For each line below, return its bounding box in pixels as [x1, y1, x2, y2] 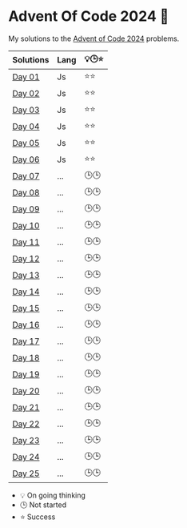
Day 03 [12, 104, 40, 115]
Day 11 [12, 236, 40, 248]
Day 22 [12, 418, 40, 429]
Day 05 [12, 138, 40, 149]
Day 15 [12, 303, 40, 314]
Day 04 [12, 121, 40, 132]
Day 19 [12, 369, 40, 380]
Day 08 [12, 187, 40, 199]
